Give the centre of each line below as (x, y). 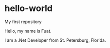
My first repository (23, 22)
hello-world (29, 8)
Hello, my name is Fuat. (28, 31)
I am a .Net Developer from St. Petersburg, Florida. (55, 40)
